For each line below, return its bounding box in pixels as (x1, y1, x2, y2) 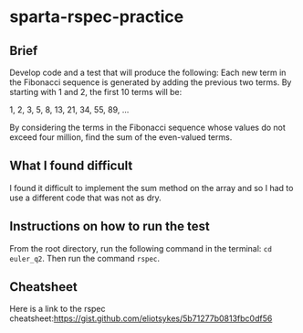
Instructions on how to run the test (9, 219, 210, 234)
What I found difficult (9, 158, 133, 174)
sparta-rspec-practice (9, 6, 184, 27)
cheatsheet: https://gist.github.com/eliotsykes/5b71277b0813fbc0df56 (9, 313, 273, 324)
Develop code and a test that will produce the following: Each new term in (9, 67, 287, 78)
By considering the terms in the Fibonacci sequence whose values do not (9, 122, 286, 133)
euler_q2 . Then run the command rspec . (9, 252, 161, 263)
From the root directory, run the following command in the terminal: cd (9, 242, 272, 253)
